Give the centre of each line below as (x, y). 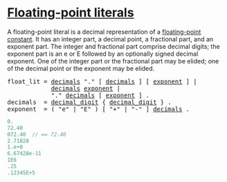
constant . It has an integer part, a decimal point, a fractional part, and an (110, 39)
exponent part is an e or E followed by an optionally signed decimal (103, 54)
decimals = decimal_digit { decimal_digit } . (89, 102)
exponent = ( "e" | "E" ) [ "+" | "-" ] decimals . (99, 109)
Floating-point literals (71, 13)
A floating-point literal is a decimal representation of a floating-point (104, 32)
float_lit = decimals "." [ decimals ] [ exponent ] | (102, 81)
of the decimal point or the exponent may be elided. (81, 68)
